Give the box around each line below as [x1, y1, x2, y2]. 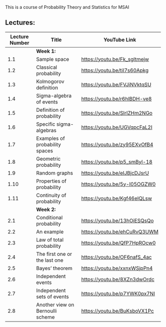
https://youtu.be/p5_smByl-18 [81, 158, 153, 165]
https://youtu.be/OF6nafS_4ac [81, 253, 152, 260]
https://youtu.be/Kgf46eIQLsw [81, 195, 152, 202]
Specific [36, 121, 55, 128]
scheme [36, 314, 55, 321]
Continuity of [36, 191, 67, 198]
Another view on [36, 301, 75, 308]
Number [9, 39, 30, 46]
